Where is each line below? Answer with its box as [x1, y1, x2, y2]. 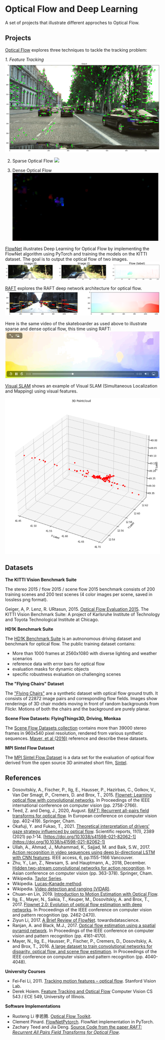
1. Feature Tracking [5, 56, 44, 62]
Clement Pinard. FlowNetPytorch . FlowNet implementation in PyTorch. [12, 1019, 154, 1025]
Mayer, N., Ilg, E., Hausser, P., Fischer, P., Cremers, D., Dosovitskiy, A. [12, 938, 153, 944]
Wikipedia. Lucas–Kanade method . [12, 881, 82, 887]
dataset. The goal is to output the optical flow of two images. [5, 256, 128, 262]
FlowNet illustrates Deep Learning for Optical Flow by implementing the [5, 246, 150, 252]
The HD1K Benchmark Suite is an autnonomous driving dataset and [5, 635, 141, 642]
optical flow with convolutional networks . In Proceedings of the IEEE [12, 797, 150, 803]
